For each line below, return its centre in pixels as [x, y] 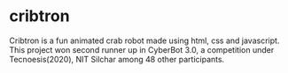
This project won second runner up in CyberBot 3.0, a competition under [142, 49]
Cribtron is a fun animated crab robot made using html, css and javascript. [144, 40]
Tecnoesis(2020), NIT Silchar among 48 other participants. [117, 59]
